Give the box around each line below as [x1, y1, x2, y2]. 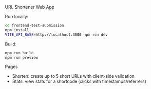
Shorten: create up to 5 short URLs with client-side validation [12, 73, 135, 79]
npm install [5, 27, 29, 32]
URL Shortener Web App [5, 4, 55, 10]
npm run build [5, 50, 34, 55]
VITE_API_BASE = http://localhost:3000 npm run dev [5, 32, 108, 37]
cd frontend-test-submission [5, 23, 64, 28]
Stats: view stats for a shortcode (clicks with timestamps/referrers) [12, 78, 147, 85]
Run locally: [5, 14, 29, 19]
